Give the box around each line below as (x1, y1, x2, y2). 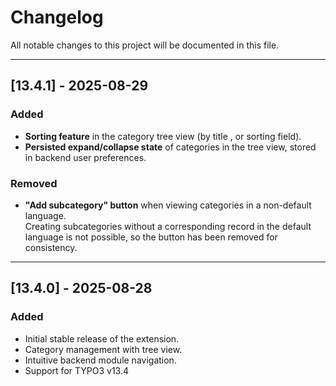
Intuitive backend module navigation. (24, 354, 177, 366)
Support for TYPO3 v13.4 (24, 364, 129, 376)
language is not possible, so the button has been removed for (24, 231, 278, 243)
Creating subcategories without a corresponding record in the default (24, 220, 312, 232)
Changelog (10, 6, 104, 29)
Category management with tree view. (24, 343, 183, 355)
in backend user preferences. (24, 151, 147, 163)
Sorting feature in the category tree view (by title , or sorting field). (24, 130, 302, 142)
